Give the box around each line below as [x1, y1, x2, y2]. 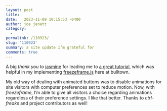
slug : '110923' [6, 40, 38, 45]
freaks [6, 100, 19, 106]
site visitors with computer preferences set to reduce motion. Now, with [6, 84, 155, 90]
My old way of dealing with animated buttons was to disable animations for [6, 79, 162, 85]
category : [6, 26, 27, 31]
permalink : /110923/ [6, 36, 50, 41]
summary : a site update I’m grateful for [6, 45, 95, 50]
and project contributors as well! [20, 100, 88, 106]
